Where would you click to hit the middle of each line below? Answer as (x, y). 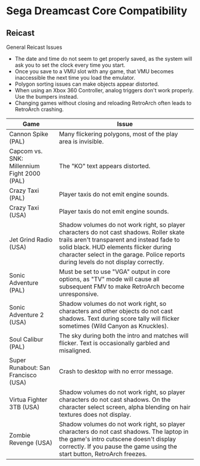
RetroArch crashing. (39, 109)
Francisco (23, 375)
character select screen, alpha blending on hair (124, 407)
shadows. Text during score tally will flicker (119, 318)
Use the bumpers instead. (46, 97)
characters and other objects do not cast (116, 311)
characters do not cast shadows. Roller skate (122, 232)
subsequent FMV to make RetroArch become (121, 287)
